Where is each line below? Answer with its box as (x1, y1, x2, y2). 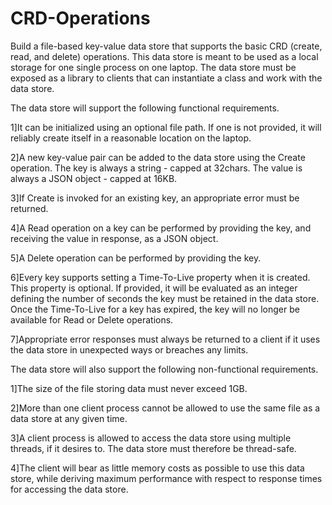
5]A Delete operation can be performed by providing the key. (10, 252, 262, 264)
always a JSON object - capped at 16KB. (10, 172, 178, 184)
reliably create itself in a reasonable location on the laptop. (10, 132, 252, 144)
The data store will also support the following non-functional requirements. (10, 363, 319, 375)
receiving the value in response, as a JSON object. (10, 232, 219, 244)
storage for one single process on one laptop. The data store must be (10, 61, 297, 73)
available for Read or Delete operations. (10, 313, 174, 326)
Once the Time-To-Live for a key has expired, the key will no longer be (10, 303, 300, 315)
